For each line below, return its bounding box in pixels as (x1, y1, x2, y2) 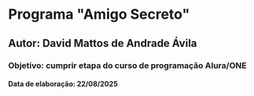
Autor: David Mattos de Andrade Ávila (8, 37, 197, 50)
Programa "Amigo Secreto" (8, 5, 190, 23)
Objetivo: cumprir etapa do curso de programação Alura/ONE (8, 60, 247, 71)
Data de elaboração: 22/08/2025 (8, 80, 118, 89)
